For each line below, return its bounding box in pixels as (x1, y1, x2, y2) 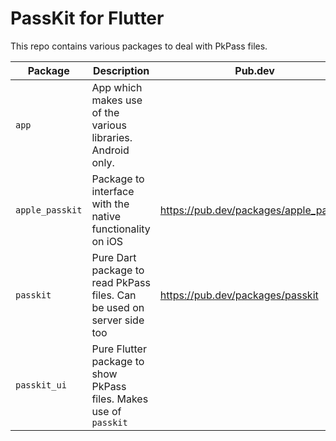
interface (91, 184, 135, 198)
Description (92, 63, 150, 77)
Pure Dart (91, 250, 137, 264)
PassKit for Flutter (10, 7, 165, 30)
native (91, 209, 121, 223)
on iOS (91, 234, 124, 248)
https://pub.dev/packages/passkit (159, 288, 319, 302)
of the (91, 105, 120, 119)
